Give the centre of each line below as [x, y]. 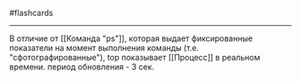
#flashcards [31, 13]
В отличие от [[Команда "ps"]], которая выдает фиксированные [131, 38]
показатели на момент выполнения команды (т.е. [104, 48]
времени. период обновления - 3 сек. [82, 67]
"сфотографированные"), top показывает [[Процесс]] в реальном [135, 57]
